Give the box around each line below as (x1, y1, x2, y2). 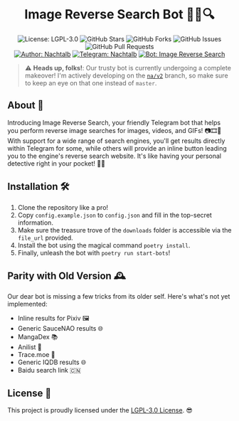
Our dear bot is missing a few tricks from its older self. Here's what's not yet (7, 292, 230, 301)
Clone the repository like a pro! (17, 203, 109, 211)
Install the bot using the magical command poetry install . (17, 240, 191, 250)
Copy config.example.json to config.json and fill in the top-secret (17, 210, 212, 219)
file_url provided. (17, 233, 73, 242)
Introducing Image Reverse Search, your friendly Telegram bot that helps (7, 118, 221, 127)
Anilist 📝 (17, 343, 42, 351)
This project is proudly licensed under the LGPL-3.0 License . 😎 (7, 406, 193, 415)
